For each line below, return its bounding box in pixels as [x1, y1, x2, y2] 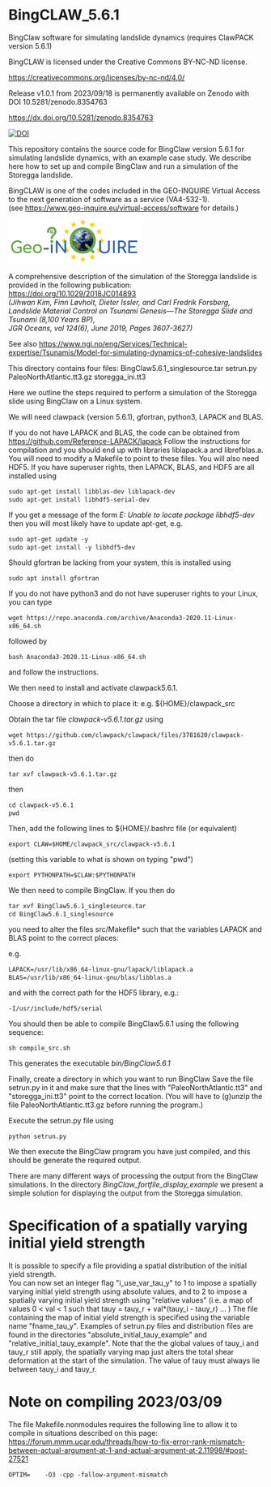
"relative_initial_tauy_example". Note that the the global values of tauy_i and [8, 1338, 259, 1348]
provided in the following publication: [8, 280, 132, 290]
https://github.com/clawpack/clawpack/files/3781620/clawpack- [26, 731, 244, 739]
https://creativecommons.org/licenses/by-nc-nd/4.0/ [8, 72, 185, 82]
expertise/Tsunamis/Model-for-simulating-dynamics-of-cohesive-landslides [8, 347, 263, 357]
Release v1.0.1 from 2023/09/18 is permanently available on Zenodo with [8, 88, 249, 98]
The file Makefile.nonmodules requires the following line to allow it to [8, 1419, 238, 1429]
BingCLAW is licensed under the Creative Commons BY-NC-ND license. [8, 57, 248, 67]
